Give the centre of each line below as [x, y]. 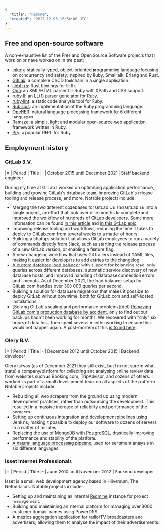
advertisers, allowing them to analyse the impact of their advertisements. [86, 522]
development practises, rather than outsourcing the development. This [83, 402]
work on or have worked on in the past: [45, 60]
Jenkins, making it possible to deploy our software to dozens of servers [84, 422]
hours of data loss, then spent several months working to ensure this [81, 322]
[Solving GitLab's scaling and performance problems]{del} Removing [82, 307]
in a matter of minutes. [35, 428]
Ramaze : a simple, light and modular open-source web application [79, 122]
